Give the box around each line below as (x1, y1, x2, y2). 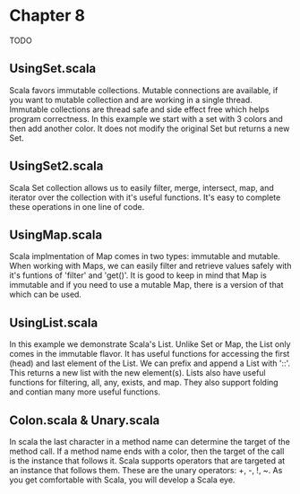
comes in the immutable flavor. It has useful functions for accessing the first (9, 349, 290, 360)
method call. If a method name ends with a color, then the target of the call (9, 446, 285, 456)
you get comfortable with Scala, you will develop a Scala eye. (9, 474, 236, 485)
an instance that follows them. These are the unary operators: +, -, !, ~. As (9, 465, 283, 475)
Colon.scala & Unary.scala (9, 412, 160, 428)
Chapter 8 (9, 5, 85, 26)
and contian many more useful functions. (9, 386, 161, 397)
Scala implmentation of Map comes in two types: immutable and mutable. (9, 251, 280, 262)
